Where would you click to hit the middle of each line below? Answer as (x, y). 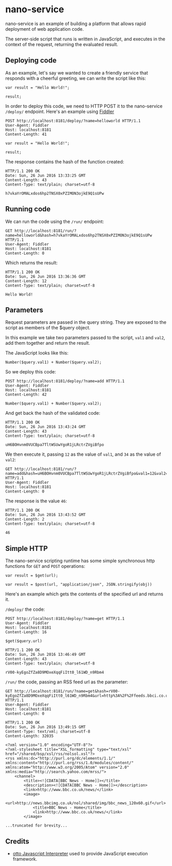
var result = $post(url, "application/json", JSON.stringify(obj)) (79, 585)
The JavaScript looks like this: (37, 353)
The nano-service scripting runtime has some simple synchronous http (80, 561)
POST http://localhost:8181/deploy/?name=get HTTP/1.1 (65, 619)
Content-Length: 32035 (29, 736)
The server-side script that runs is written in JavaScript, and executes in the (85, 39)
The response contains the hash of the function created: (65, 162)
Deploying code (31, 61)
